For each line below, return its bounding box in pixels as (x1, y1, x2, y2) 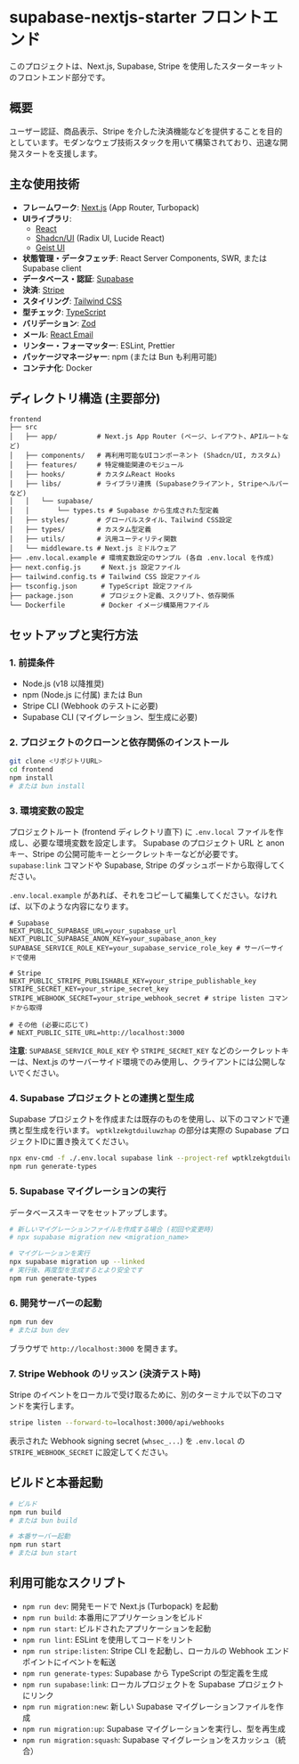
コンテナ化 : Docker (21, 362, 93, 373)
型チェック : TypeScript (21, 306, 107, 317)
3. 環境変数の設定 (9, 804, 85, 817)
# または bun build (9, 1515, 77, 1525)
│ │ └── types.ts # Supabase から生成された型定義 (9, 506, 220, 516)
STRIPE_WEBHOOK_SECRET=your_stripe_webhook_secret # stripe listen (9, 994, 265, 1003)
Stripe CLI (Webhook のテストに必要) (21, 700, 158, 712)
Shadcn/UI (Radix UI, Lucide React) (35, 233, 166, 243)
